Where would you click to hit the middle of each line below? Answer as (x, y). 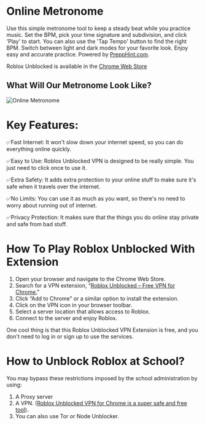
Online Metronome (55, 11)
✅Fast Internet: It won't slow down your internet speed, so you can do (95, 142)
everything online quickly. (39, 149)
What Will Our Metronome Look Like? (79, 86)
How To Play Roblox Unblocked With (101, 249)
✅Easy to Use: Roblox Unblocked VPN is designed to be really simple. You (100, 161)
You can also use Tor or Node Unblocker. (67, 416)
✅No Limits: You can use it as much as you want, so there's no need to (96, 198)
